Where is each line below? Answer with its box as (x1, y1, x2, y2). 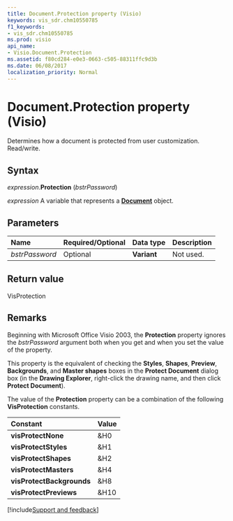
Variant (132, 250, 158, 259)
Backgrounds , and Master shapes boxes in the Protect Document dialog (7, 366, 218, 375)
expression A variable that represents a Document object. (7, 197, 174, 205)
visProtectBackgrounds (10, 476, 91, 486)
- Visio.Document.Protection (7, 50, 92, 57)
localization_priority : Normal (7, 69, 98, 76)
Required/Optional (63, 238, 126, 248)
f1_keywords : (7, 23, 45, 30)
